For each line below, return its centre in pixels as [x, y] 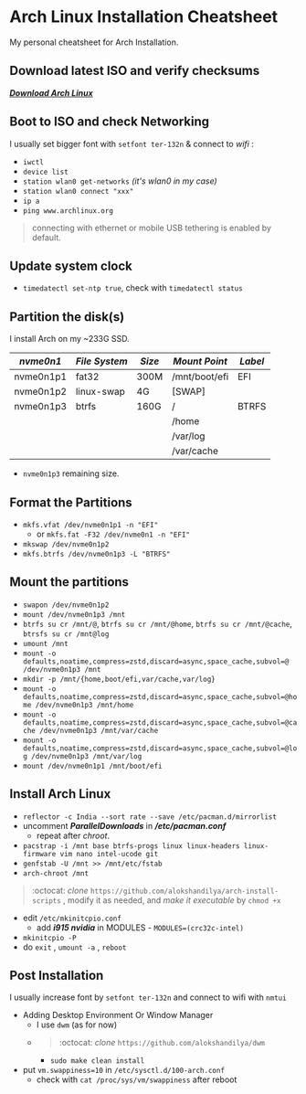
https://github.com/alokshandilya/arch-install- [184, 891]
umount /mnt [45, 643]
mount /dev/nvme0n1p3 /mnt [74, 614]
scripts [46, 901]
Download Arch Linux [51, 92]
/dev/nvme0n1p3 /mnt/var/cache [99, 730]
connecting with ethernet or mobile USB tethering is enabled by [152, 228]
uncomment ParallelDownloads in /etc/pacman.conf [124, 825]
